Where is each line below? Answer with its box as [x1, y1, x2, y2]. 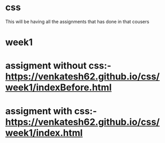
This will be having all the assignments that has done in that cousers [5, 18, 150, 25]
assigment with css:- [5, 105, 97, 117]
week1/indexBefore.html [5, 81, 112, 93]
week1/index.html [5, 127, 83, 138]
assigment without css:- [5, 60, 112, 72]
